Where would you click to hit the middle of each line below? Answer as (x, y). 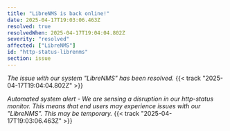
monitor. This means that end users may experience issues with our (104, 106)
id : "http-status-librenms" (48, 52)
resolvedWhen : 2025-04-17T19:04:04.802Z (67, 33)
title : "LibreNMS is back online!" (59, 13)
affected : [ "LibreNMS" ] (42, 46)
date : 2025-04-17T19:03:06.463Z (54, 20)
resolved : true (29, 26)
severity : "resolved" (38, 39)
